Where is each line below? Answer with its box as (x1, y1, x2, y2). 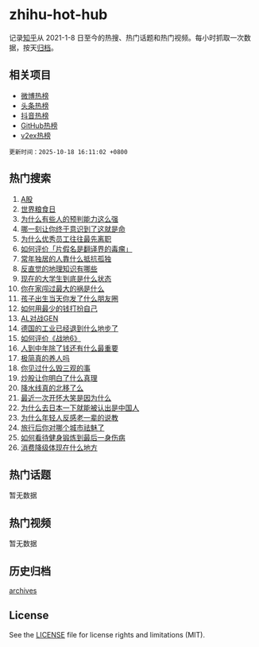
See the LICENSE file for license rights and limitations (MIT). (9, 630, 206, 639)
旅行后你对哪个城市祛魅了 (20, 423, 105, 432)
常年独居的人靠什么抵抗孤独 (20, 254, 112, 263)
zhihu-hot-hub (9, 6, 108, 24)
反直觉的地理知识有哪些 (20, 264, 98, 273)
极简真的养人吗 (20, 353, 70, 362)
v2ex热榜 (20, 130, 51, 140)
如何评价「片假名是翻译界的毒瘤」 (20, 244, 133, 254)
